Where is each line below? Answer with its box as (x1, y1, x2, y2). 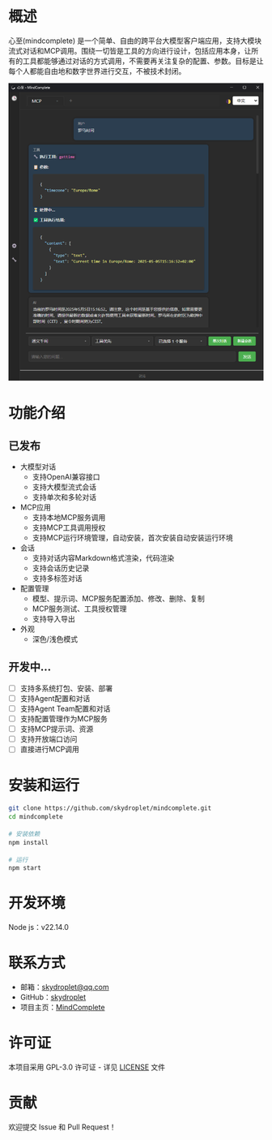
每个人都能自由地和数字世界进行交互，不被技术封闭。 (8, 66, 186, 75)
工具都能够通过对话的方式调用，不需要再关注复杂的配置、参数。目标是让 (22, 56, 264, 66)
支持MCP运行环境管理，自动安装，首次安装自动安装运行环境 (32, 533, 233, 543)
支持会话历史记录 (32, 563, 90, 573)
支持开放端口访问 (19, 734, 78, 744)
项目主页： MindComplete (19, 1003, 105, 1013)
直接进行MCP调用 (19, 744, 79, 755)
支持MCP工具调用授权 (32, 523, 106, 532)
